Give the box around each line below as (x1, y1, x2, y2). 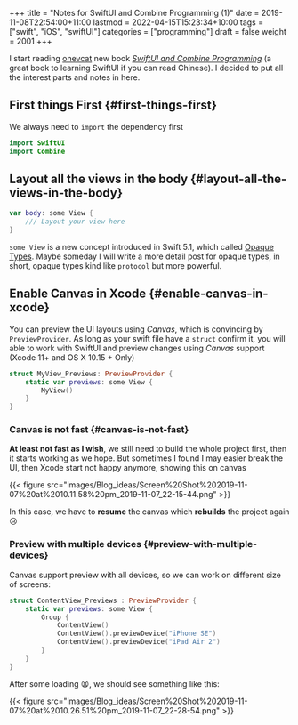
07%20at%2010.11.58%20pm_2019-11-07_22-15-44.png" (9, 489, 217, 500)
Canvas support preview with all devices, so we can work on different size (9, 569, 282, 580)
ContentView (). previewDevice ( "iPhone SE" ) (56, 629, 217, 639)
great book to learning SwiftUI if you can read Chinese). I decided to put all (9, 62, 284, 73)
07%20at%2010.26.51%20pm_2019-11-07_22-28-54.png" (9, 705, 221, 715)
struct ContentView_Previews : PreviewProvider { (9, 596, 197, 605)
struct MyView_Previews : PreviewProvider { (9, 369, 173, 378)
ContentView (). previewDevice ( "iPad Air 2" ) (56, 638, 221, 647)
